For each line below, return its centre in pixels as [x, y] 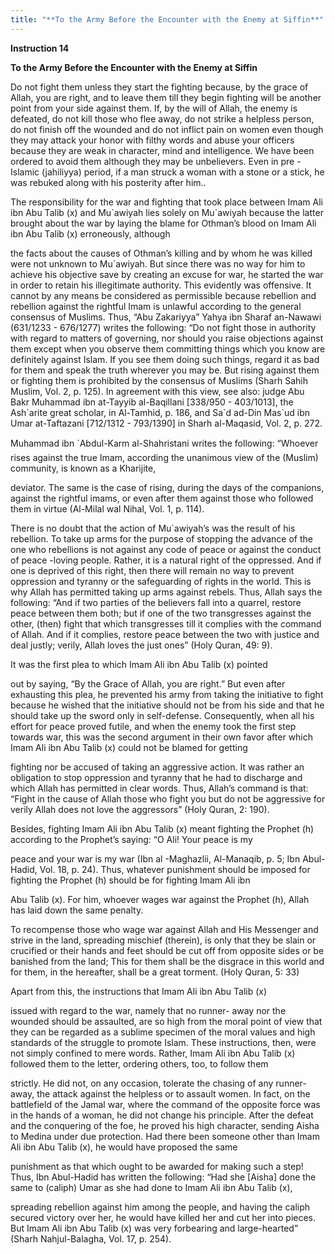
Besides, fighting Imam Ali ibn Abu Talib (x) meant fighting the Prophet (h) [162, 828]
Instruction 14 [40, 48]
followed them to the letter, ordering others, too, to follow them [139, 1063]
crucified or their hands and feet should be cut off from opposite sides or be [167, 950]
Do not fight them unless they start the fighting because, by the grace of [159, 87]
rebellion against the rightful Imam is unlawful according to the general [156, 306]
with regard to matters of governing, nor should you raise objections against [167, 338]
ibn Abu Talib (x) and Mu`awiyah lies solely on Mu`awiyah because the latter [167, 212]
